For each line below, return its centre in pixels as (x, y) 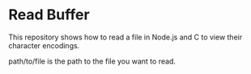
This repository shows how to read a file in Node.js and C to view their (125, 37)
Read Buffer (49, 15)
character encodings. (44, 45)
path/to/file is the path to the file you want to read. (92, 61)
